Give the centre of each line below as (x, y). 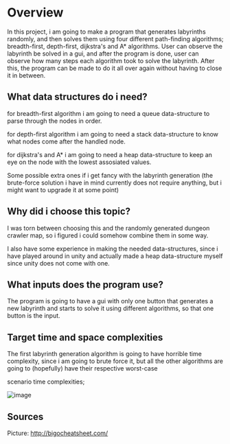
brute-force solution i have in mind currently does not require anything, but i (114, 183)
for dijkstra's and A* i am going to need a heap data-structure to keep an (110, 154)
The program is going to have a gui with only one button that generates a (110, 301)
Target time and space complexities (85, 337)
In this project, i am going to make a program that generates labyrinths (106, 32)
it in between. (26, 75)
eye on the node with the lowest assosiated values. (79, 162)
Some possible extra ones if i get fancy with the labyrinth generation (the (110, 175)
